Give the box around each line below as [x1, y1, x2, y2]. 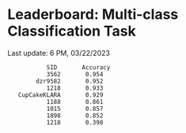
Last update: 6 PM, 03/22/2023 [7, 48, 110, 57]
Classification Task [7, 22, 136, 40]
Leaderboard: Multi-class [7, 6, 179, 24]
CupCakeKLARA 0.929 [17, 91, 104, 99]
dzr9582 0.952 [36, 77, 104, 85]
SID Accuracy [46, 63, 111, 72]
